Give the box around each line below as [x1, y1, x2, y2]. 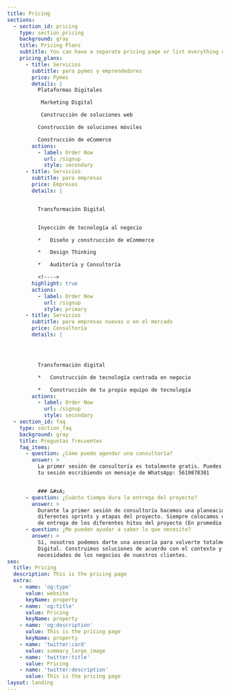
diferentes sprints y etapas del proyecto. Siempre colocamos [37, 513, 219, 521]
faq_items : [19, 444, 51, 450]
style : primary [43, 306, 88, 312]
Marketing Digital [40, 99, 94, 106]
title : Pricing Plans [19, 42, 81, 49]
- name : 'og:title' [19, 602, 75, 610]
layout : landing [7, 679, 53, 687]
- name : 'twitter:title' [19, 654, 90, 661]
